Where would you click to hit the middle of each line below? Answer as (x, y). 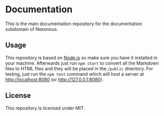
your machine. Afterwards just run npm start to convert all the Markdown (82, 63)
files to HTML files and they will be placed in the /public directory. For (79, 68)
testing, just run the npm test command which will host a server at (75, 74)
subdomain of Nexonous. (32, 29)
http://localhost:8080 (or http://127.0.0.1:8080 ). (54, 79)
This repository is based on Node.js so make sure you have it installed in (81, 57)
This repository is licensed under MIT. (45, 108)
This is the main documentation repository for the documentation (74, 24)
